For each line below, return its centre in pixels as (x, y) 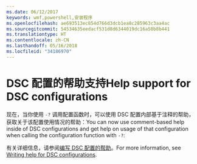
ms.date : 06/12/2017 (33, 12)
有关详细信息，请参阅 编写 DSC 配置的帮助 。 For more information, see (94, 148)
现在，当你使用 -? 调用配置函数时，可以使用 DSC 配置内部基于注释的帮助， (100, 114)
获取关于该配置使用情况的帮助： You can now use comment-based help (95, 121)
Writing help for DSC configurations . (52, 154)
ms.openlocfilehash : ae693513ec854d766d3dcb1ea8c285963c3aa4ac (88, 23)
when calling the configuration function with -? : (66, 135)
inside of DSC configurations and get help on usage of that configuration (97, 129)
